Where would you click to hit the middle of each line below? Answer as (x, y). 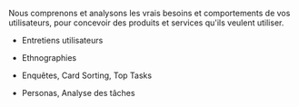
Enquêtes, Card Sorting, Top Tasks (86, 75)
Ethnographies (49, 58)
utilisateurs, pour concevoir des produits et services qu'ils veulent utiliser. (146, 23)
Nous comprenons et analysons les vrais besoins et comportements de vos (149, 13)
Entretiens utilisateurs (62, 40)
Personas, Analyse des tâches (78, 93)
